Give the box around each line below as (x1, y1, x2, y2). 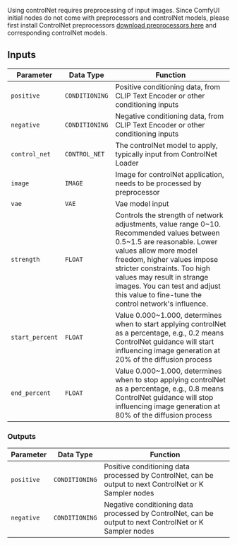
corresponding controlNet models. (7, 28, 107, 37)
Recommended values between (115, 228, 220, 238)
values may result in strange (115, 272, 209, 282)
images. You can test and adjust (115, 281, 221, 291)
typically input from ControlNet (115, 149, 217, 159)
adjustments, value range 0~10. (115, 219, 221, 229)
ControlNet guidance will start (115, 336, 214, 346)
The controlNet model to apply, (115, 140, 219, 150)
